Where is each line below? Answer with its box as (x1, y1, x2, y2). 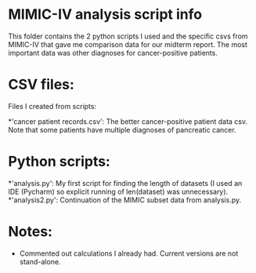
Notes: (8, 223, 53, 240)
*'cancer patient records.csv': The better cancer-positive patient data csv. (8, 116, 248, 126)
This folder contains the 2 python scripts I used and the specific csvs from (8, 31, 248, 41)
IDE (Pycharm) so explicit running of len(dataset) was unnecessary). (8, 187, 229, 196)
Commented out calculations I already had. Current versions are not (19, 249, 239, 258)
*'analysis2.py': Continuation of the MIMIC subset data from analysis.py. (8, 195, 242, 205)
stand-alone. (19, 257, 61, 266)
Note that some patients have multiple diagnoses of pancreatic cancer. (8, 125, 236, 134)
